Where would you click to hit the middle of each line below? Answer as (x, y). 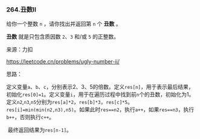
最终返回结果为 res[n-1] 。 (40, 130)
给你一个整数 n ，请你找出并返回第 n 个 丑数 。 (64, 24)
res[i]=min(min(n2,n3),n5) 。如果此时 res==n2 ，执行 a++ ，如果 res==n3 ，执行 (100, 109)
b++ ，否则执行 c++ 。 (30, 117)
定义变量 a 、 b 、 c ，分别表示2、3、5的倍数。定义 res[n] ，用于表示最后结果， (100, 87)
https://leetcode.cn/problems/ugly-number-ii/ (63, 62)
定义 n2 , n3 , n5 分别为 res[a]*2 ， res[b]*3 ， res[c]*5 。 (69, 102)
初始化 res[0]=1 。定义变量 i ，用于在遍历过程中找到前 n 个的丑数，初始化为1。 (100, 94)
